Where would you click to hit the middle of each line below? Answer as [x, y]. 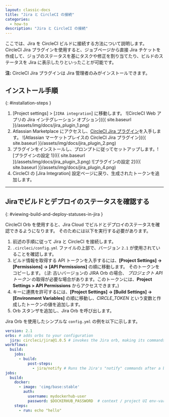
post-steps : [40, 363]
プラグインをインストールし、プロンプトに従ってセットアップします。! [86, 149]
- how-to [19, 24]
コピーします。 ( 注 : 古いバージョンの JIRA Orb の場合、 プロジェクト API [88, 273]
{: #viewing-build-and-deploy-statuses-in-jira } [54, 214]
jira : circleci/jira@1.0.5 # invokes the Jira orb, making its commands [88, 340]
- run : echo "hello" [40, 410]
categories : [18, 19]
